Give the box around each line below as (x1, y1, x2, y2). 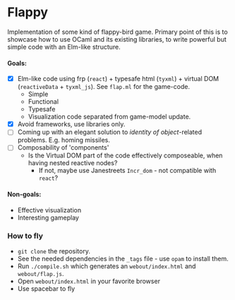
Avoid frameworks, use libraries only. (17, 120, 126, 128)
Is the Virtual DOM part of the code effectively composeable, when (28, 151, 223, 160)
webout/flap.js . (17, 269, 65, 277)
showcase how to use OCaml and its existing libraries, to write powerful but (7, 35, 227, 43)
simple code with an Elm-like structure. (7, 42, 121, 51)
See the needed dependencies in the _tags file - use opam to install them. (17, 254, 229, 263)
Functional (28, 97, 59, 106)
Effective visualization (17, 205, 82, 214)
